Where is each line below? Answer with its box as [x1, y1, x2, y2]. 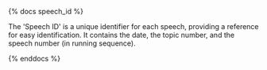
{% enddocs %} [8, 54, 61, 63]
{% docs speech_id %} [8, 7, 83, 16]
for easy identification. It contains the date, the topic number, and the [8, 31, 235, 39]
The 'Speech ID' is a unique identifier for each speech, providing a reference [8, 22, 260, 31]
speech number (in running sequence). [8, 39, 137, 48]
